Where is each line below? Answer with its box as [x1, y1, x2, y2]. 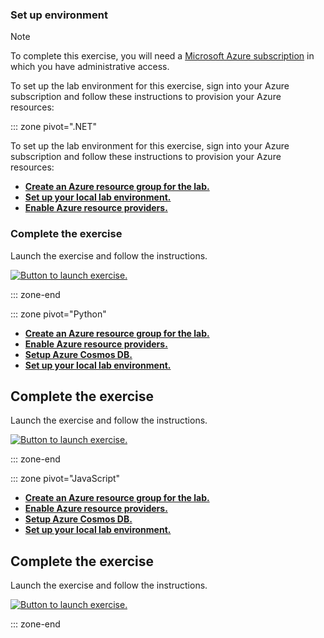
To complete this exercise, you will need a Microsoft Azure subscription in [10, 50, 315, 62]
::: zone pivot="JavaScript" [10, 473, 121, 485]
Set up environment [10, 8, 108, 22]
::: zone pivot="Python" [10, 308, 107, 320]
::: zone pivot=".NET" [10, 121, 98, 133]
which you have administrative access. [10, 61, 170, 73]
